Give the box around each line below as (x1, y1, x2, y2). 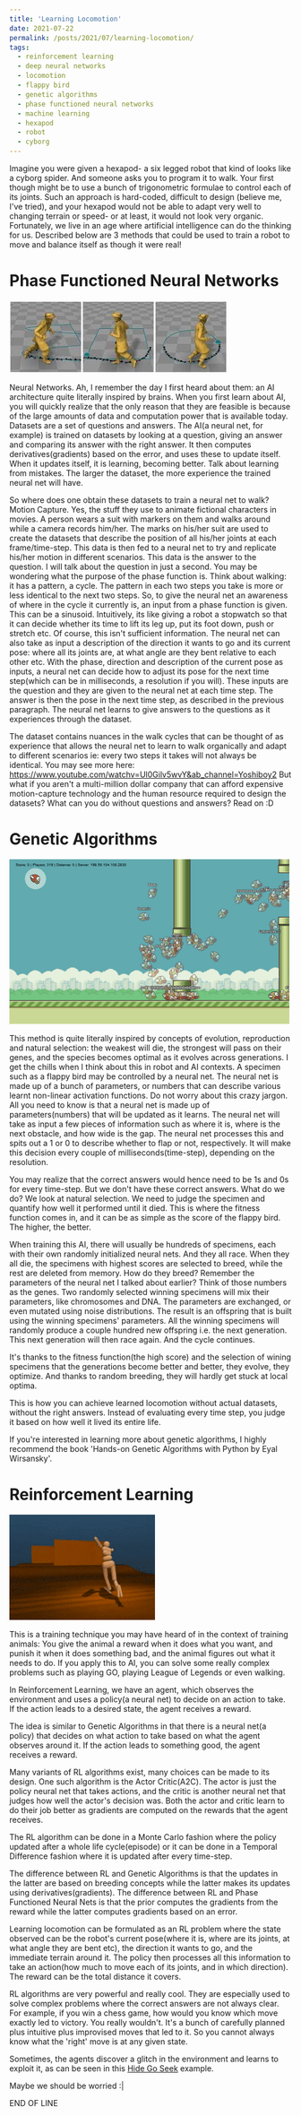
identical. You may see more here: (9, 759, 135, 770)
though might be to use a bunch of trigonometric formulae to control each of (9, 182, 292, 193)
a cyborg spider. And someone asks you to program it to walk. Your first (9, 173, 275, 183)
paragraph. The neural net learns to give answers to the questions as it (9, 704, 271, 714)
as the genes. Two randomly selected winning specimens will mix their (9, 1286, 271, 1297)
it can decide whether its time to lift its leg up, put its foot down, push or (9, 618, 275, 629)
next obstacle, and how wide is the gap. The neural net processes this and (9, 1127, 284, 1138)
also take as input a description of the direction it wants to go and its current (9, 637, 291, 648)
